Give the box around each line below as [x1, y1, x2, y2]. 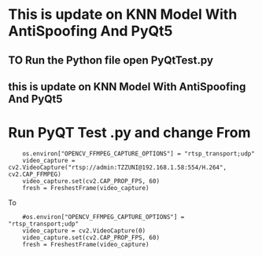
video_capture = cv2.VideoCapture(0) [22, 226, 146, 235]
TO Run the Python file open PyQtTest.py [8, 53, 214, 67]
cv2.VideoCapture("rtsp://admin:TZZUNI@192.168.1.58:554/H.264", [8, 163, 227, 171]
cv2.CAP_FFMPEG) [8, 170, 61, 178]
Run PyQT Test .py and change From [8, 124, 251, 142]
